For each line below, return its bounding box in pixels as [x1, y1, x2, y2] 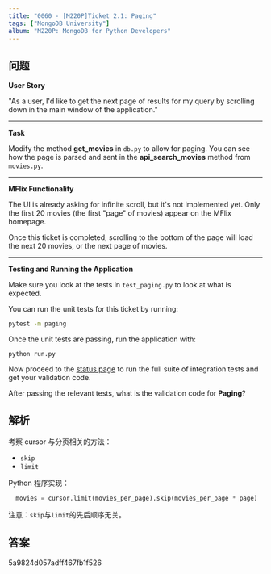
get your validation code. [8, 373, 91, 383]
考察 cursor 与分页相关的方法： [8, 437, 112, 446]
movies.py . [8, 161, 44, 170]
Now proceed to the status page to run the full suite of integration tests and [8, 364, 259, 374]
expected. [8, 288, 42, 299]
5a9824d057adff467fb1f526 [8, 558, 102, 568]
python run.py [8, 350, 56, 358]
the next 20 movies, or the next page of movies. [8, 241, 168, 251]
